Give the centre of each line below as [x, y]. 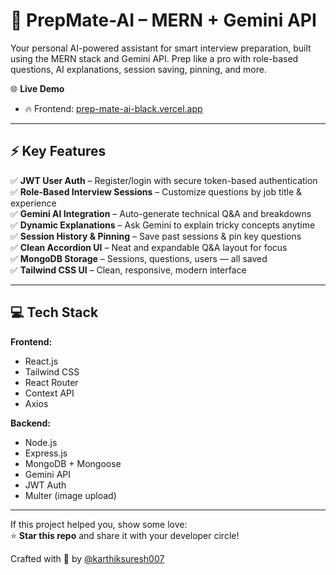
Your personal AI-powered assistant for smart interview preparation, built [161, 48]
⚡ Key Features [58, 151]
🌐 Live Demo [37, 88]
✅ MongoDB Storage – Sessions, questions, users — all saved [139, 258]
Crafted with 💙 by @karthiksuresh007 [87, 558]
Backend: [30, 423]
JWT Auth [45, 485]
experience [33, 203]
